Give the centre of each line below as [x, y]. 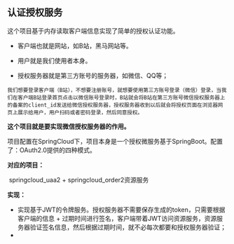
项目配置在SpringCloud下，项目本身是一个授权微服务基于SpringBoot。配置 [115, 141]
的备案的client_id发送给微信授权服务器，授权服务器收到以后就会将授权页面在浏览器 [113, 105]
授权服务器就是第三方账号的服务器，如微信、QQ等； [93, 75]
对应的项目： [26, 165]
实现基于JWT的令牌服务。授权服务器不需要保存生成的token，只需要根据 [121, 210]
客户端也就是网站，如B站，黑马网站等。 [75, 46]
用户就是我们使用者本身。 [54, 60]
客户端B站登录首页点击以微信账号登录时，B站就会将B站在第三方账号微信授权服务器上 [121, 97]
